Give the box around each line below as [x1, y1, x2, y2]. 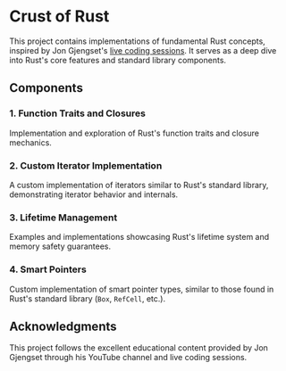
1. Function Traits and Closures [9, 107, 146, 120]
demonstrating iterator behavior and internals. [9, 189, 179, 200]
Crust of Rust [9, 6, 110, 27]
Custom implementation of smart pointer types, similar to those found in [9, 284, 274, 294]
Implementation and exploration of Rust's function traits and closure [9, 128, 259, 138]
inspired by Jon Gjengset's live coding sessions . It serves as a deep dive [9, 45, 277, 55]
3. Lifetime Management [9, 211, 118, 224]
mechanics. [9, 136, 52, 148]
